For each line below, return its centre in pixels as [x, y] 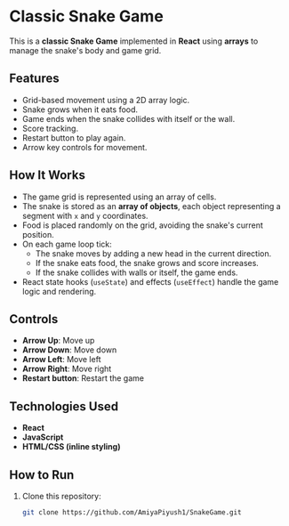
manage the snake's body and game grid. [85, 50]
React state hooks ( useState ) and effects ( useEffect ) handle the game [150, 281]
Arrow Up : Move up [58, 341]
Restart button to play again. [74, 138]
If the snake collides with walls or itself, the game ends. [136, 272]
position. [38, 234]
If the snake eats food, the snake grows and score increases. [147, 263]
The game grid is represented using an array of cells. [119, 197]
